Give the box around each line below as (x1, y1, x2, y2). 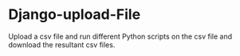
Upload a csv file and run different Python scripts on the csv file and (8, 32, 233, 41)
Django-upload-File (8, 6, 141, 24)
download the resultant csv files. (8, 39, 116, 49)
